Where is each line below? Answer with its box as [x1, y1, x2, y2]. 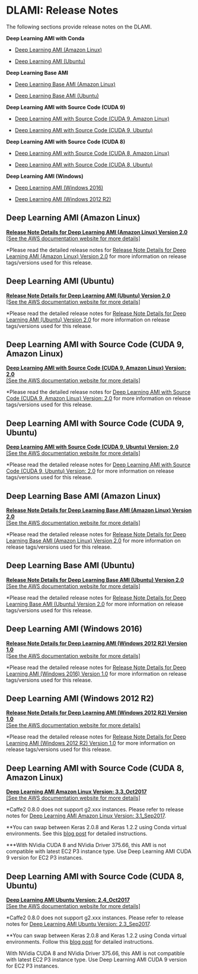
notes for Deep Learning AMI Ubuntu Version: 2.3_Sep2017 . [6, 921, 151, 928]
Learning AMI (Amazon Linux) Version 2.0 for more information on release [6, 253, 187, 260]
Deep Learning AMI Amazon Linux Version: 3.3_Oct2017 [6, 788, 147, 795]
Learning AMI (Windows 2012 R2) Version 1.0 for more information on [6, 740, 175, 747]
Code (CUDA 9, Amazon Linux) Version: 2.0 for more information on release [6, 395, 191, 402]
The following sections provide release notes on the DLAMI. [6, 23, 152, 30]
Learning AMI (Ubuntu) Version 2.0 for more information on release [6, 316, 170, 323]
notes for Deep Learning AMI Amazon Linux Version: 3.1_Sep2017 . [6, 812, 167, 819]
